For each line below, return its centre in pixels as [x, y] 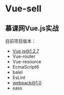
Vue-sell [23, 9]
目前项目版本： [20, 41]
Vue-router [24, 56]
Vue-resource [27, 62]
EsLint [19, 77]
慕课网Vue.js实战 [32, 28]
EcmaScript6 [25, 67]
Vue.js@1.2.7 [26, 51]
